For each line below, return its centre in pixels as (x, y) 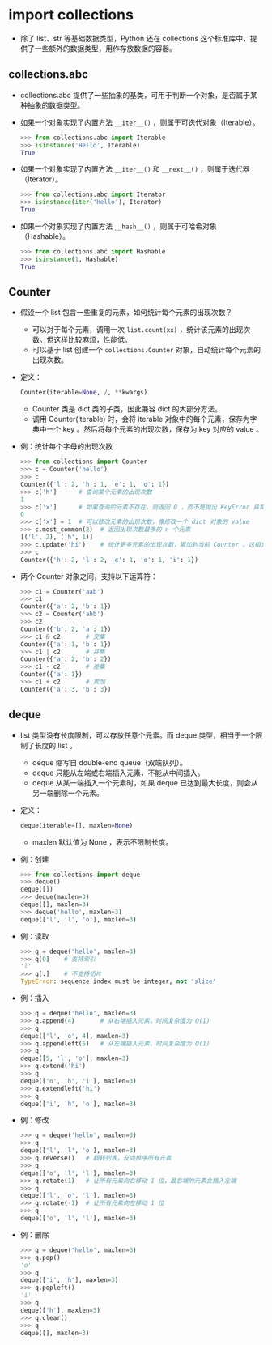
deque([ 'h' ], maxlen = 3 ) (60, 1310)
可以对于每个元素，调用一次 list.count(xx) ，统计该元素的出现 (138, 330)
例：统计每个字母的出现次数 (66, 446)
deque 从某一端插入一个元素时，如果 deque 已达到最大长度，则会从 (145, 782)
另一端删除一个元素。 (68, 793)
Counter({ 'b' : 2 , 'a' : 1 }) (66, 629)
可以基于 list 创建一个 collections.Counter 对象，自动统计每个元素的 (147, 350)
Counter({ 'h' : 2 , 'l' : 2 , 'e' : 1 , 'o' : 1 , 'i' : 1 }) (109, 560)
